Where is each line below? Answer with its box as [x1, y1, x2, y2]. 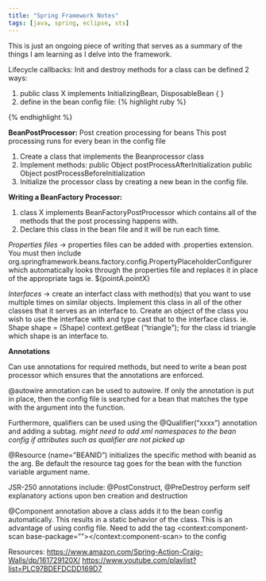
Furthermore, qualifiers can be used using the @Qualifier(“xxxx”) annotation [8, 417, 257, 427]
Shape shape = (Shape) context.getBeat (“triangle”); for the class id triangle [8, 322, 256, 332]
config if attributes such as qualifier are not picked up [8, 434, 185, 444]
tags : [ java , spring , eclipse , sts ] [8, 19, 129, 27]
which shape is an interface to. [8, 331, 109, 341]
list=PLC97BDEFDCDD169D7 [8, 564, 102, 573]
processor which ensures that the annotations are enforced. [8, 370, 205, 379]
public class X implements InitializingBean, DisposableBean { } [19, 88, 224, 98]
